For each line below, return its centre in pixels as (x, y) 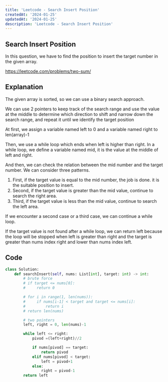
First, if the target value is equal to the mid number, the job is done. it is (86, 180)
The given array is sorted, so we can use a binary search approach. (75, 99)
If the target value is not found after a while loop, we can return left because (84, 231)
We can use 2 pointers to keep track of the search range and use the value (82, 109)
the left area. (26, 206)
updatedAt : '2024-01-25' (31, 19)
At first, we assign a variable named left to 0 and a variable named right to (81, 129)
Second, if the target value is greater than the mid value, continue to (83, 190)
